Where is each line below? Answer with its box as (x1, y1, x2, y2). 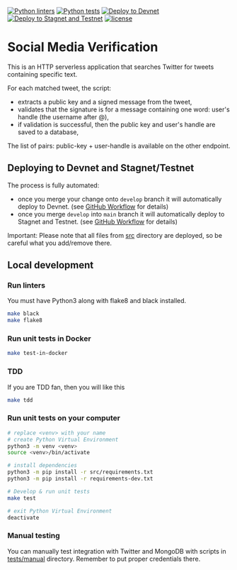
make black (7, 310, 40, 317)
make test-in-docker (7, 350, 69, 357)
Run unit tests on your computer (7, 413, 121, 423)
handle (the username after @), (17, 112, 110, 121)
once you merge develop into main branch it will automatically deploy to (17, 209, 225, 218)
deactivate (7, 514, 40, 521)
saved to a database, (17, 128, 79, 136)
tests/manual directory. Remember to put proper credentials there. (7, 554, 201, 563)
